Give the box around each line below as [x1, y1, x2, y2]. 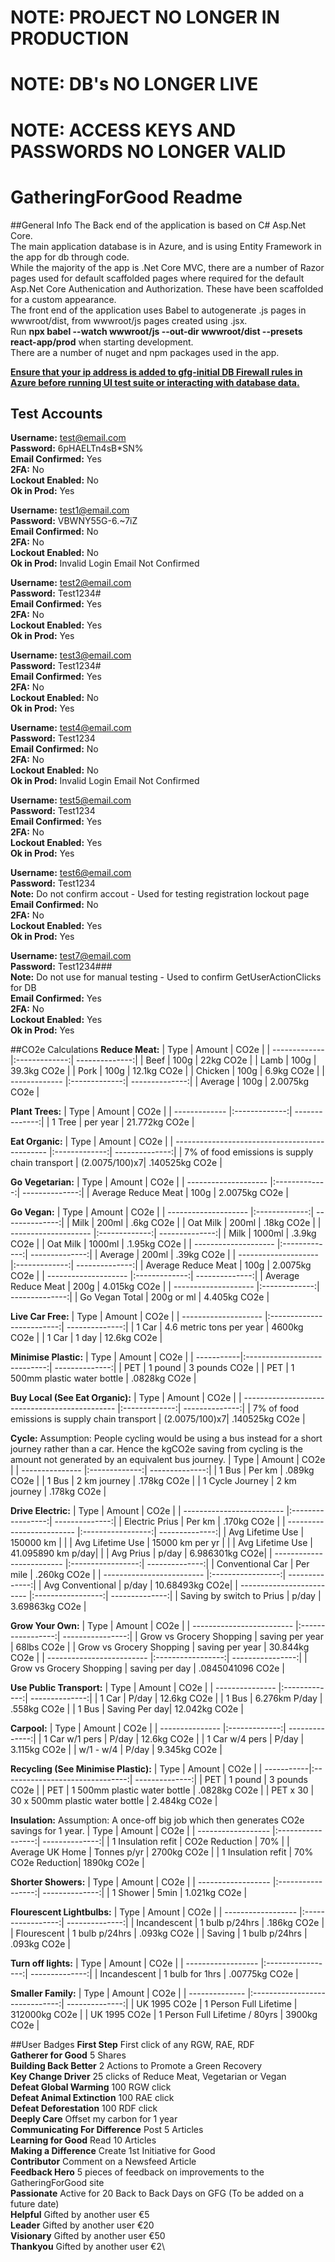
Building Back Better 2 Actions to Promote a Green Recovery [10, 2060, 263, 2072]
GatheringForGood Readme [10, 186, 243, 208]
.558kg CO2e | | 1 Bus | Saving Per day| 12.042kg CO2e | [10, 1703, 244, 1715]
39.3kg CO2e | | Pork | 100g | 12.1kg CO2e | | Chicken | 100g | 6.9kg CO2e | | [10, 1065, 326, 1077]
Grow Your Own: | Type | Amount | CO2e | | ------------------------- [10, 1620, 294, 1632]
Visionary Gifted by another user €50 [10, 2230, 166, 2242]
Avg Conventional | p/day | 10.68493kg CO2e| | [43, 1579, 238, 1591]
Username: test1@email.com [10, 504, 130, 516]
